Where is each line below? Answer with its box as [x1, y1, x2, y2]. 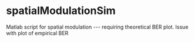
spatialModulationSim [6, 4, 116, 17]
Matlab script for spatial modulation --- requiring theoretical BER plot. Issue [6, 23, 189, 30]
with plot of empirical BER [6, 29, 69, 36]
